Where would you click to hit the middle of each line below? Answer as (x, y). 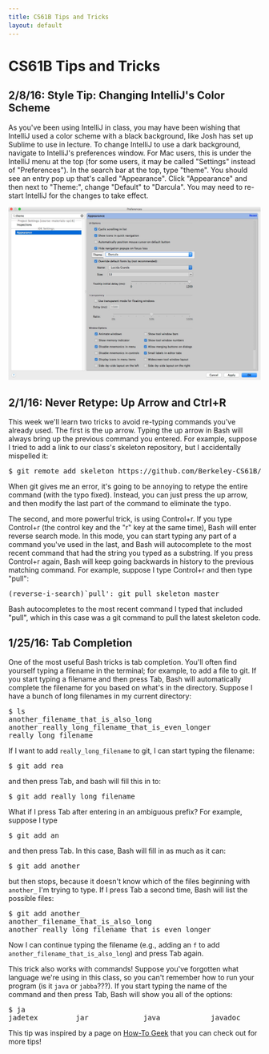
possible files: (31, 899)
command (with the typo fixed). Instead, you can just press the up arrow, (128, 495)
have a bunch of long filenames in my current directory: (100, 696)
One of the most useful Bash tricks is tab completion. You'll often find (123, 662)
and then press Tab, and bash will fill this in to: (85, 782)
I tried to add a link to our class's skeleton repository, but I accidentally (125, 448)
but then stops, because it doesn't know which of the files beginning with (129, 882)
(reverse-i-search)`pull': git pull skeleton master (114, 594)
